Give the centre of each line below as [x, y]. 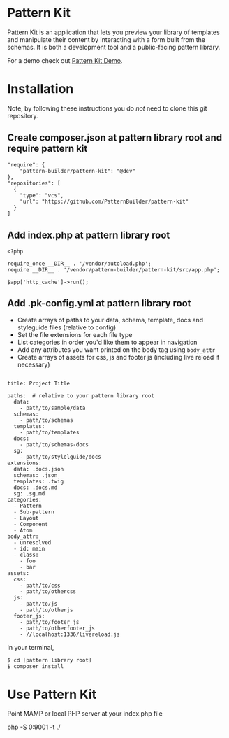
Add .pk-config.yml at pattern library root [99, 303]
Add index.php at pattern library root [89, 235]
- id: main [29, 549]
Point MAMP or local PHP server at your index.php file [85, 714]
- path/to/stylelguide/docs [60, 457]
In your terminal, [31, 648]
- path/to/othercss [48, 592]
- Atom [23, 531]
